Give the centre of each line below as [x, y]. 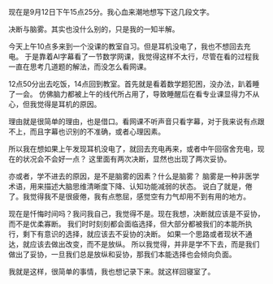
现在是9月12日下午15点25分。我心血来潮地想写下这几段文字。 [111, 12]
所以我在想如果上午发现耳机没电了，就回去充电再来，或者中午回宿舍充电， [133, 149]
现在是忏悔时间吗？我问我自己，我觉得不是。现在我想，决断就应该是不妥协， [136, 214]
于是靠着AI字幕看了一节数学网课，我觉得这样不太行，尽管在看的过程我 [142, 56]
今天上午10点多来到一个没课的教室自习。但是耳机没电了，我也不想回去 [126, 46]
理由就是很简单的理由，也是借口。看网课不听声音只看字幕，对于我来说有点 [133, 121]
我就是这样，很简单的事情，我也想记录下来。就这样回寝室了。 [112, 271]
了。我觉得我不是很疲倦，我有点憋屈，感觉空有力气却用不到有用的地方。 [129, 196]
